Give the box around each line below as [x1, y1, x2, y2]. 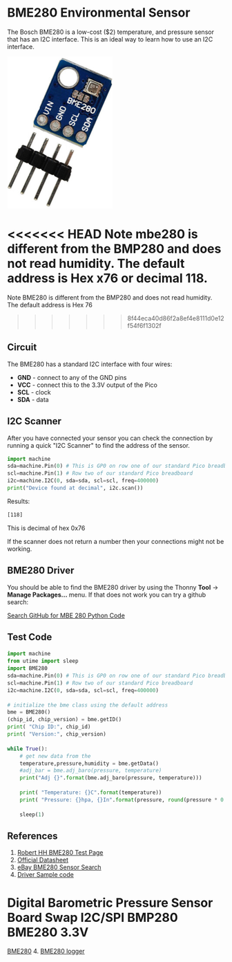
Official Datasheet [17, 856, 69, 864]
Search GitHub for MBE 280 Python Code [7, 611, 126, 619]
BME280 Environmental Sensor [7, 5, 191, 21]
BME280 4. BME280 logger [7, 947, 85, 956]
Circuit [7, 341, 37, 354]
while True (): [7, 745, 48, 752]
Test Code [7, 631, 52, 643]
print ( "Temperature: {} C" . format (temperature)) [19, 789, 162, 796]
